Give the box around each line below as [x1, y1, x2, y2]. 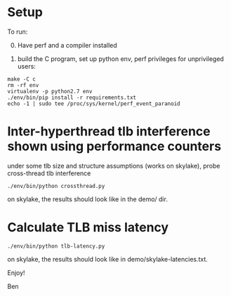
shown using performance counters [7, 138, 222, 154]
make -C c [7, 75, 37, 83]
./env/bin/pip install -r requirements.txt [7, 94, 137, 101]
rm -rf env [7, 81, 39, 88]
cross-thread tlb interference [7, 169, 91, 177]
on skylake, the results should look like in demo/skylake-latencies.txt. [7, 255, 209, 263]
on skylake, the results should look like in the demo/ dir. [7, 194, 169, 203]
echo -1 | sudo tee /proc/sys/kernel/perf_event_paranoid [7, 100, 180, 107]
